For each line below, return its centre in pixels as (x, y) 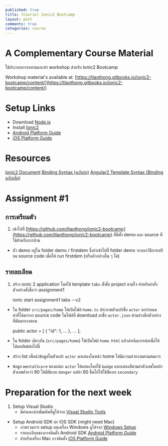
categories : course (26, 29)
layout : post (19, 19)
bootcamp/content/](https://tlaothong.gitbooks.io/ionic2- (64, 83)
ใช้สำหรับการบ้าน (26, 240)
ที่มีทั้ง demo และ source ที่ (138, 234)
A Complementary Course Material (79, 53)
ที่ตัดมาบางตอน (25, 321)
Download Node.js (32, 122)
